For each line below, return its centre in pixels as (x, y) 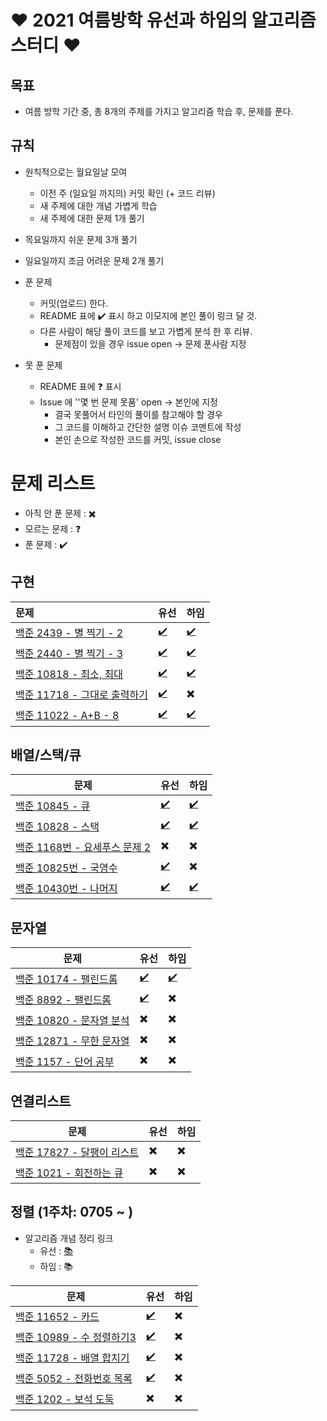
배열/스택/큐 (46, 754)
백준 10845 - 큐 (53, 806)
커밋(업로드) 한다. (73, 303)
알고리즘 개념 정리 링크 (69, 1238)
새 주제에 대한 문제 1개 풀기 (92, 218)
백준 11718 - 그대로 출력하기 (81, 695)
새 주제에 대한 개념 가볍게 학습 (98, 205)
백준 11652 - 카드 (57, 1317)
